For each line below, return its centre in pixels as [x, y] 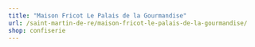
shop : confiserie [37, 30]
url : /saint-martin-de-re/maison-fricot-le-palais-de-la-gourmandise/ [128, 23]
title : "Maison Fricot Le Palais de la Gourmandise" [98, 16]
